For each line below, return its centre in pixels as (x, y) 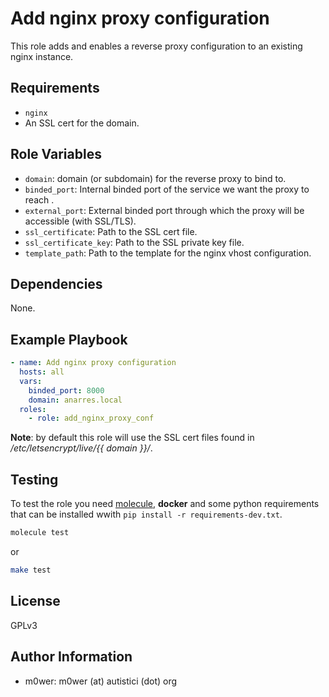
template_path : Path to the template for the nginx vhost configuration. (168, 253)
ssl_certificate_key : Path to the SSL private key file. (134, 242)
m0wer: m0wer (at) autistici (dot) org (101, 681)
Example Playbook (69, 339)
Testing (34, 479)
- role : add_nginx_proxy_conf (91, 418)
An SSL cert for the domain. (82, 123)
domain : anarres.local (75, 400)
